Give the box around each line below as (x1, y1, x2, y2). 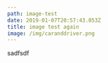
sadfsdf (7, 49, 29, 57)
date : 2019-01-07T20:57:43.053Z (7, 17, 101, 24)
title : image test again (7, 23, 79, 30)
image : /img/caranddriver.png (7, 29, 95, 37)
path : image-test (7, 10, 58, 17)
